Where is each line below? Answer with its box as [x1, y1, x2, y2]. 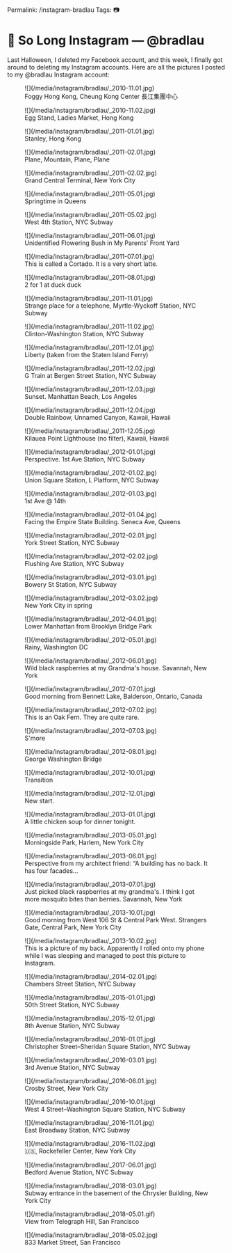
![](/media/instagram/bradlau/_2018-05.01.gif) [24, 1210, 156, 1218]
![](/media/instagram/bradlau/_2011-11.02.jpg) [24, 322, 155, 331]
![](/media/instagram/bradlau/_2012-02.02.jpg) [24, 552, 158, 560]
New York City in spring [24, 601, 92, 609]
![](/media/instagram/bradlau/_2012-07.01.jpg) [24, 684, 156, 693]
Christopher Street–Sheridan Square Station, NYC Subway [24, 1042, 191, 1050]
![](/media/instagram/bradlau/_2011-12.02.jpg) [24, 364, 156, 372]
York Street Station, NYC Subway [24, 538, 119, 546]
